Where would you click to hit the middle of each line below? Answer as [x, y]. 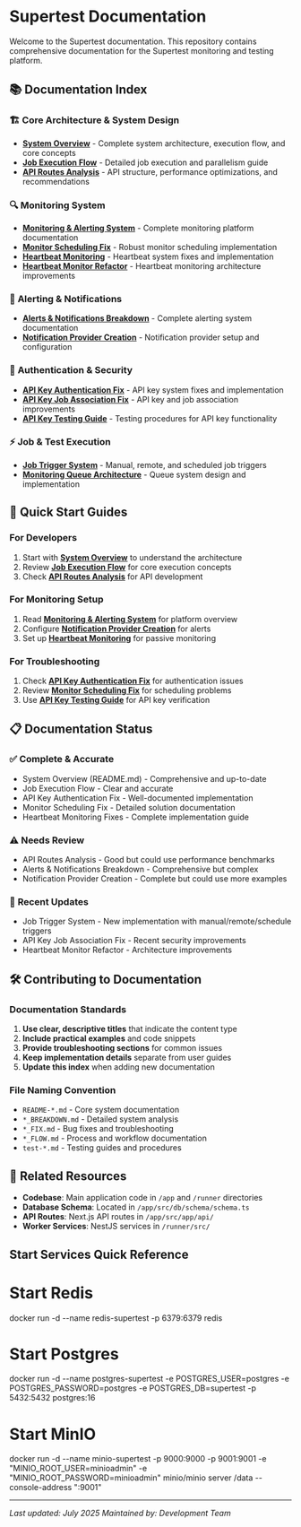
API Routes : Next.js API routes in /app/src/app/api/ [118, 1217]
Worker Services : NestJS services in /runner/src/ [116, 1227]
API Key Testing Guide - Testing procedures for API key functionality [150, 418]
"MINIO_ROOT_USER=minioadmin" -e [78, 1469]
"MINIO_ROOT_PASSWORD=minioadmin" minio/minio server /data [131, 1478]
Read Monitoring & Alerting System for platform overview [130, 619]
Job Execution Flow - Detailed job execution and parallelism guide [145, 162]
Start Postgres [64, 1353]
